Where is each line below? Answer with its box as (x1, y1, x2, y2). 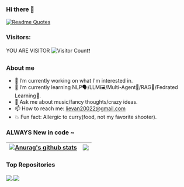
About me (6, 64, 35, 72)
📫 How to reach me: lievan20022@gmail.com (14, 105, 126, 112)
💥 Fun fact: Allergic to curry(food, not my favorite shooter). (14, 113, 157, 120)
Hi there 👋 (6, 5, 35, 13)
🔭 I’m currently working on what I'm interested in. (14, 77, 133, 84)
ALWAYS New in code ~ (6, 128, 75, 137)
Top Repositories (6, 161, 55, 169)
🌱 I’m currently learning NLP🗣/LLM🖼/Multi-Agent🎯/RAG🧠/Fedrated (14, 83, 178, 90)
